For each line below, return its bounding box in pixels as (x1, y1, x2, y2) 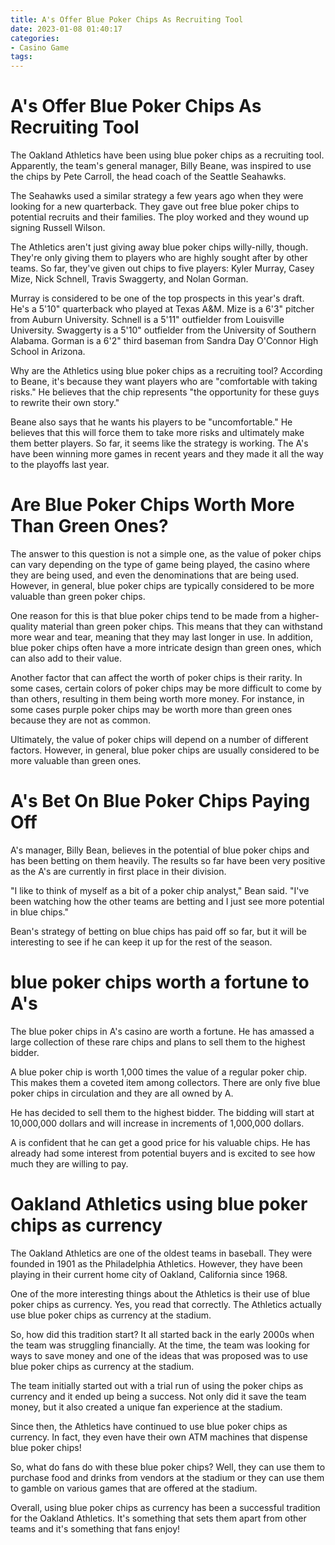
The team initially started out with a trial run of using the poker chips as (10, 1379, 304, 1391)
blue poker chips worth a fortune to (10, 971, 310, 994)
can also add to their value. (10, 652, 123, 664)
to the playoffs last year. (10, 459, 110, 471)
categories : (10, 33, 60, 43)
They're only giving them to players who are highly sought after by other (10, 252, 308, 264)
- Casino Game (10, 42, 70, 53)
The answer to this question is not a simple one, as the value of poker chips (10, 548, 322, 560)
